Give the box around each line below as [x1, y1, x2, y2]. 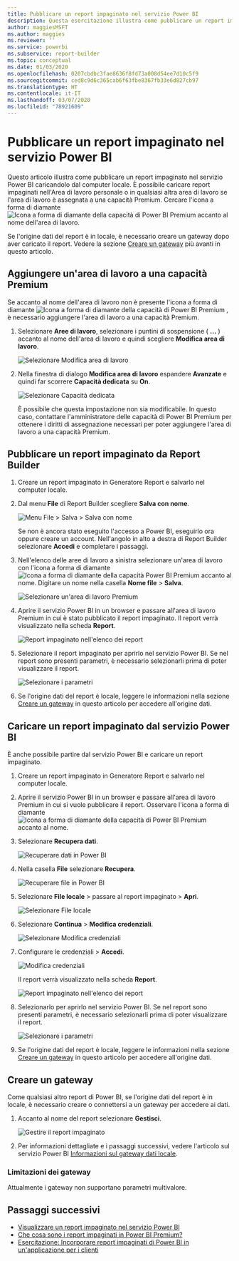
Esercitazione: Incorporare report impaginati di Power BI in [17, 1238, 190, 1247]
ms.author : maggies [7, 30, 65, 38]
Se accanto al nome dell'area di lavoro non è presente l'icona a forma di [7, 297, 218, 307]
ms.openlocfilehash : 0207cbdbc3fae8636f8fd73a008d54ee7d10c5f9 [7, 70, 199, 77]
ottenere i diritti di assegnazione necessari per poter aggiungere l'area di [17, 420, 231, 428]
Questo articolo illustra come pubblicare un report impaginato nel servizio [7, 173, 223, 181]
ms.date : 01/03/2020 [7, 63, 69, 71]
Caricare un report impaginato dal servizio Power [7, 720, 230, 732]
